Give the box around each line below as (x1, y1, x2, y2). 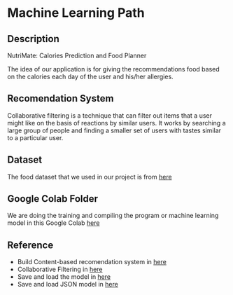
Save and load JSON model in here (17, 280, 119, 289)
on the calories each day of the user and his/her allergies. (7, 72, 174, 81)
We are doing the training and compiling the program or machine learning (7, 212, 219, 220)
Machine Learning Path (7, 5, 145, 21)
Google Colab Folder (7, 193, 99, 205)
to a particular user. (7, 133, 64, 142)
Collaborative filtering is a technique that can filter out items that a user (7, 111, 212, 120)
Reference (7, 239, 54, 251)
